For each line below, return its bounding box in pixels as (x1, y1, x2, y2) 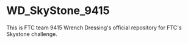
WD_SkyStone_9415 (6, 4, 110, 18)
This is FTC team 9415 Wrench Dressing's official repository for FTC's (6, 24, 182, 31)
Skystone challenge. (6, 30, 58, 37)
